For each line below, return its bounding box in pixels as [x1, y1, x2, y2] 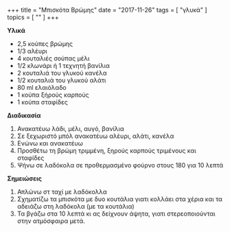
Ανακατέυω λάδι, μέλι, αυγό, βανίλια [16, 125, 125, 132]
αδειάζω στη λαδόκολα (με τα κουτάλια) [16, 202, 135, 210]
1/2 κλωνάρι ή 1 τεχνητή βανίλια [16, 62, 110, 69]
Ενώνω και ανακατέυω [16, 139, 84, 147]
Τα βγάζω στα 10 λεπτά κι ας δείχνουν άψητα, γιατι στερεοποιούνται [16, 209, 216, 218]
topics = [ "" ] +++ [7, 13, 60, 21]
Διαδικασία [7, 111, 41, 119]
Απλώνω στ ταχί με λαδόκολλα [16, 188, 108, 196]
